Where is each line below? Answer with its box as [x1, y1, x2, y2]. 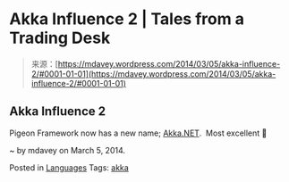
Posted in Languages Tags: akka [9, 161, 130, 173]
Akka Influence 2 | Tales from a [9, 9, 244, 29]
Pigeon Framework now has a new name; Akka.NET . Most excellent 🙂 [9, 128, 268, 138]
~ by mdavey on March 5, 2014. [9, 145, 126, 155]
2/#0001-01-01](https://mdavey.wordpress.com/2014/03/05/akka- [30, 68, 276, 79]
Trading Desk [9, 28, 111, 48]
